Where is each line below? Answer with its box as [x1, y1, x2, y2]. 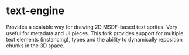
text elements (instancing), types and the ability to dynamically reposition [6, 36, 183, 43]
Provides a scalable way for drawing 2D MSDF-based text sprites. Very [6, 23, 178, 30]
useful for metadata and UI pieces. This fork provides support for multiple [6, 29, 184, 36]
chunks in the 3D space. [6, 42, 65, 49]
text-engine [6, 4, 65, 18]
